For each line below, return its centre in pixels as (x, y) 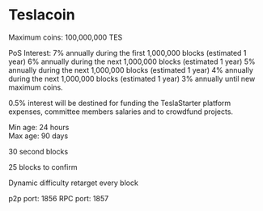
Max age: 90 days (38, 136)
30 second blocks (38, 151)
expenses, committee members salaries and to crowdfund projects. (121, 112)
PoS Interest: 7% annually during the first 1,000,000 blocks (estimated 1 (127, 53)
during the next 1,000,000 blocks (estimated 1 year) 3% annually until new (132, 78)
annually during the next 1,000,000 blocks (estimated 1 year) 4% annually (131, 70)
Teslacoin (42, 15)
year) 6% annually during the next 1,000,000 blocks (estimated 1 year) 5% (132, 61)
